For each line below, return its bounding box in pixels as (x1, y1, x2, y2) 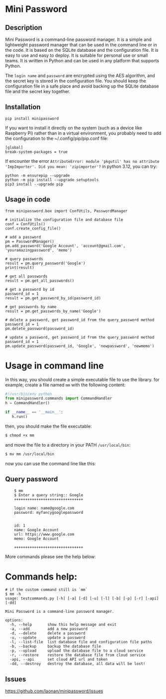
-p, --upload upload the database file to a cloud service (9, 648, 143, 653)
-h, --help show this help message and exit (9, 622, 117, 627)
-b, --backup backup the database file (9, 644, 101, 649)
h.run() (11, 414, 28, 419)
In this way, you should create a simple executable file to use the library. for (5, 376, 160, 382)
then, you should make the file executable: (5, 423, 92, 429)
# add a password (5, 234, 41, 239)
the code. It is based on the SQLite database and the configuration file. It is (5, 47, 159, 53)
